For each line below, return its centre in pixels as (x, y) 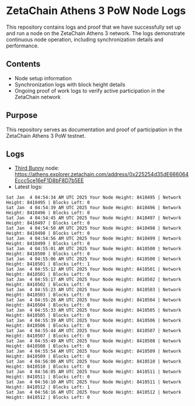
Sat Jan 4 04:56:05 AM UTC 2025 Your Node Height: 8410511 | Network (94, 372)
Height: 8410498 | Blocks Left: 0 (48, 233)
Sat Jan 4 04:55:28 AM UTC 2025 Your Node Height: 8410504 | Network (94, 300)
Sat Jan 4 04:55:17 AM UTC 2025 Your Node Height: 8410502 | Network (94, 279)
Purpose (22, 115)
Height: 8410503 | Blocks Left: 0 (48, 295)
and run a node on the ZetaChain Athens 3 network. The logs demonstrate (95, 33)
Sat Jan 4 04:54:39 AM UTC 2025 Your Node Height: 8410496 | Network (94, 208)
